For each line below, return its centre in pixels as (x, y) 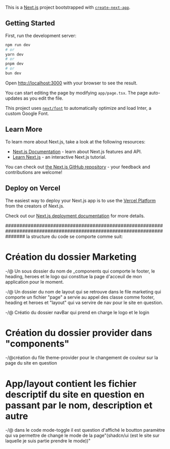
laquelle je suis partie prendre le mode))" (48, 441)
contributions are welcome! (34, 172)
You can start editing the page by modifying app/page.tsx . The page (77, 93)
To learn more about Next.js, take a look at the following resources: (75, 141)
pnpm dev (14, 64)
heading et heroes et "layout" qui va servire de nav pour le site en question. (84, 303)
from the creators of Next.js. (35, 206)
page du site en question (31, 363)
